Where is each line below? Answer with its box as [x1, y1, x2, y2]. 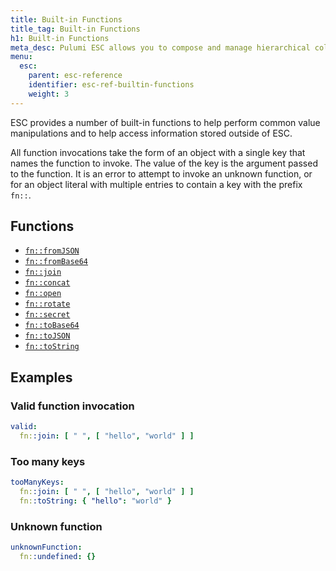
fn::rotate [24, 299, 71, 310]
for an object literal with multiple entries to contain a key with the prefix [10, 178, 303, 190]
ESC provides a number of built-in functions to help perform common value [10, 116, 321, 128]
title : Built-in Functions [10, 14, 123, 25]
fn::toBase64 [24, 321, 80, 331]
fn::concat [24, 278, 71, 288]
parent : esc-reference [28, 71, 123, 81]
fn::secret [24, 310, 71, 320]
